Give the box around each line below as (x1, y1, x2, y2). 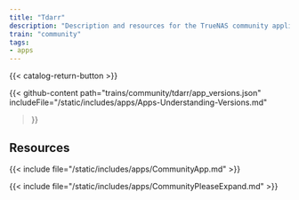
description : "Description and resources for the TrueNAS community (9, 21, 269, 30)
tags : (9, 37, 29, 47)
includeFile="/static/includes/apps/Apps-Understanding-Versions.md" (9, 97, 268, 108)
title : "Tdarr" (9, 12, 66, 22)
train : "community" (9, 29, 82, 38)
